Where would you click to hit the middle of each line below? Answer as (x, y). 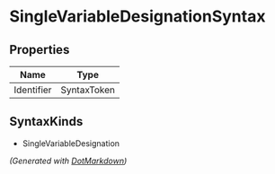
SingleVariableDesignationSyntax (137, 17)
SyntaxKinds (46, 122)
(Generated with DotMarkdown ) (68, 161)
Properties (40, 50)
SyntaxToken (88, 90)
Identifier (33, 90)
